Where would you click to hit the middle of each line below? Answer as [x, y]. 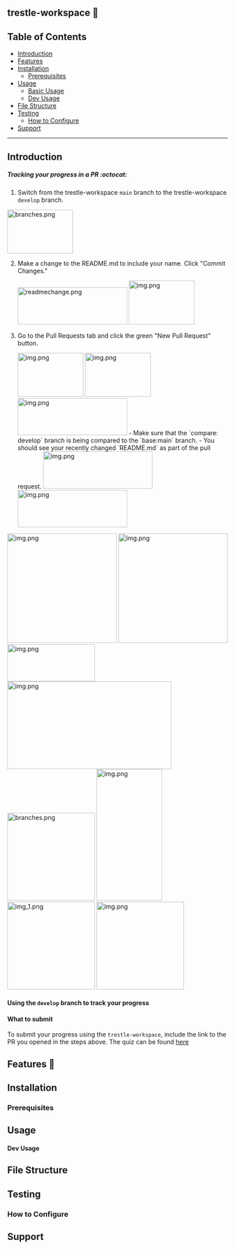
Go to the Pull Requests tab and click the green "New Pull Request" [114, 335]
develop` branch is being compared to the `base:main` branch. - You [116, 440]
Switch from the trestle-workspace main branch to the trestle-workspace [122, 192]
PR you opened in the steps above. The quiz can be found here [98, 1042]
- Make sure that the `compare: [173, 432]
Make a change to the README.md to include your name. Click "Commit [121, 263]
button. [28, 343]
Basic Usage [46, 91]
